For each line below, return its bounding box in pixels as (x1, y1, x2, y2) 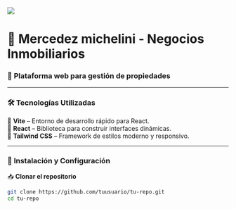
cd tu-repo (7, 195, 39, 202)
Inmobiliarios (7, 46, 86, 62)
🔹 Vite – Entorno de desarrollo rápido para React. (7, 116, 150, 125)
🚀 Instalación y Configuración (7, 156, 111, 165)
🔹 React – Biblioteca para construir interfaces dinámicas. (7, 124, 172, 132)
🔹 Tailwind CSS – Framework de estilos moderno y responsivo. (7, 132, 190, 140)
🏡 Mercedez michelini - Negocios (7, 31, 205, 47)
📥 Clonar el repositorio (7, 172, 77, 181)
